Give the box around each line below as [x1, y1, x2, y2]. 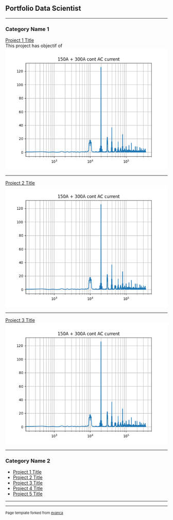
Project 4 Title [12, 486, 43, 492]
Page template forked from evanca [5, 510, 63, 516]
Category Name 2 [5, 457, 50, 464]
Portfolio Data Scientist [5, 4, 81, 13]
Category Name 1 [5, 25, 49, 32]
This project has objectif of [5, 43, 63, 49]
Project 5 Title [12, 491, 43, 497]
